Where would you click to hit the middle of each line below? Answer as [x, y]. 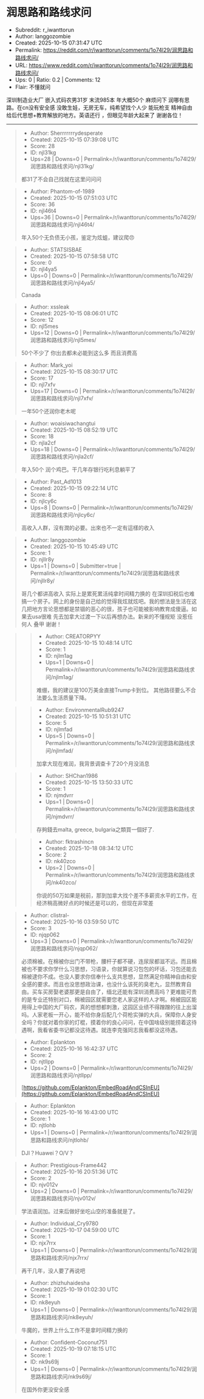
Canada [31, 295]
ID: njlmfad [59, 729]
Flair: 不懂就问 [32, 87]
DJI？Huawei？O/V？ [47, 1153]
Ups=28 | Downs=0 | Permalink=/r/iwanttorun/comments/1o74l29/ [113, 158]
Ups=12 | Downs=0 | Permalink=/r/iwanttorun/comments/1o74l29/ [113, 332]
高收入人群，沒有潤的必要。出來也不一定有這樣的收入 [88, 527]
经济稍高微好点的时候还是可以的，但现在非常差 [95, 903]
